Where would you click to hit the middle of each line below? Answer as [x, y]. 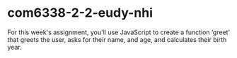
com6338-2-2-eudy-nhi [80, 13]
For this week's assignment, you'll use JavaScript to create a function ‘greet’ [118, 32]
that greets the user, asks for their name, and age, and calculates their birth [117, 39]
